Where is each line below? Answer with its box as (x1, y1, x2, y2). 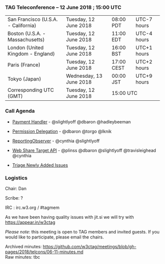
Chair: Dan (5, 185, 27, 191)
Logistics (5, 174, 28, 181)
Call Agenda (5, 108, 35, 115)
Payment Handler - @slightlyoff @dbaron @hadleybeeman (12, 118, 131, 124)
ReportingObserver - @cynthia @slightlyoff (12, 138, 100, 144)
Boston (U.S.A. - (7, 30, 46, 37)
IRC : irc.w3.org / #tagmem (5, 205, 60, 210)
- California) (7, 22, 36, 29)
